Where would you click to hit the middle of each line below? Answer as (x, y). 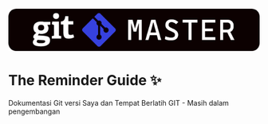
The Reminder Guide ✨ (85, 80)
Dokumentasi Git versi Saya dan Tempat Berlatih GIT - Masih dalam (119, 103)
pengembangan (34, 111)
